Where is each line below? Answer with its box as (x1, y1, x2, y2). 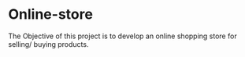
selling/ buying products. (8, 39, 89, 48)
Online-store (8, 5, 93, 23)
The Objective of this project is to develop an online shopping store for (8, 31, 238, 41)
